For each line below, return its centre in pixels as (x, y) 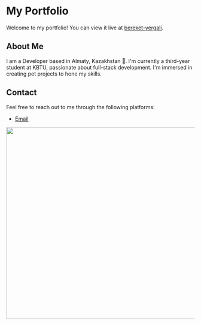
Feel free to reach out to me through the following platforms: (80, 107)
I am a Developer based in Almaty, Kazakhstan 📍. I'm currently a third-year (98, 61)
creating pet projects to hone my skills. (54, 74)
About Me (25, 46)
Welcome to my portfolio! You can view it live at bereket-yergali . (85, 28)
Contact (22, 93)
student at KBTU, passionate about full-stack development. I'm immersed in (99, 67)
